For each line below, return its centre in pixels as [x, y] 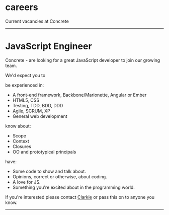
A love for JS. [26, 182]
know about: [18, 126]
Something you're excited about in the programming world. [73, 187]
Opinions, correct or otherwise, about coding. [60, 176]
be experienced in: [25, 85]
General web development [40, 116]
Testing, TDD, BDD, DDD [38, 105]
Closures [22, 146]
